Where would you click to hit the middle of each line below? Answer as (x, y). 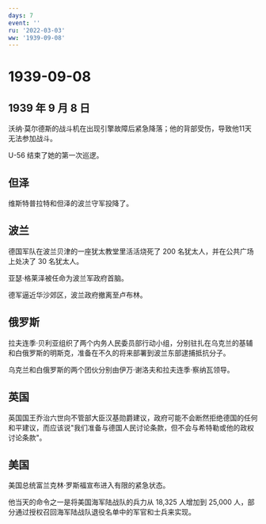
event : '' (25, 23)
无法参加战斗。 (32, 139)
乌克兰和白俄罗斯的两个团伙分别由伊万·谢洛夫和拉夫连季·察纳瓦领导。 (122, 369)
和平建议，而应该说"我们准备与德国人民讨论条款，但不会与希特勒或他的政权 (131, 427)
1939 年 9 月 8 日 (49, 108)
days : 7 (21, 15)
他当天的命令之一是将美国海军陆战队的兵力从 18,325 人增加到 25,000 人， (128, 502)
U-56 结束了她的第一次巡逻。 (56, 155)
